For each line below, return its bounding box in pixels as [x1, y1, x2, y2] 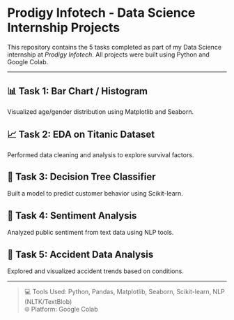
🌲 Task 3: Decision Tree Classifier [7, 170, 156, 182]
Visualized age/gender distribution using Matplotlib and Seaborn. [7, 107, 194, 116]
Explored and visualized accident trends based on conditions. [7, 267, 185, 275]
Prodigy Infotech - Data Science [7, 5, 196, 21]
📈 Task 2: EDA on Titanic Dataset [7, 129, 155, 140]
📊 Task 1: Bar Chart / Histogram [7, 85, 148, 97]
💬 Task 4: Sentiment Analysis [7, 210, 137, 221]
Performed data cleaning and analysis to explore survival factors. [7, 150, 194, 159]
